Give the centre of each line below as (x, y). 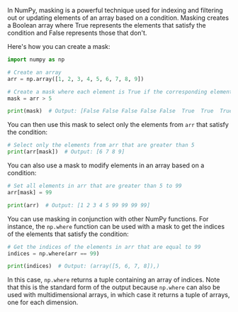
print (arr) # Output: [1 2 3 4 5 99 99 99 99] (79, 205)
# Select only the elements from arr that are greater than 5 (101, 145)
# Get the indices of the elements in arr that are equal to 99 (104, 247)
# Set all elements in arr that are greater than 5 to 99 (95, 186)
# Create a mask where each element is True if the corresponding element (120, 91)
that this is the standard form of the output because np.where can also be (114, 287)
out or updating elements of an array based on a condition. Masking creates (118, 18)
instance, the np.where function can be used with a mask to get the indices (116, 226)
